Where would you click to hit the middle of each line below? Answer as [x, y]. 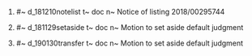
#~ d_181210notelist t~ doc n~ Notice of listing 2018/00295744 [120, 12]
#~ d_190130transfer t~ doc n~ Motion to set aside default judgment [130, 43]
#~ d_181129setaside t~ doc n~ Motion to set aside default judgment [130, 27]
